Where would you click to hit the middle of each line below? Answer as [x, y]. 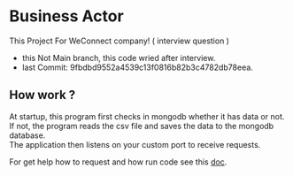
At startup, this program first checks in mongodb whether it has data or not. [147, 116]
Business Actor [66, 16]
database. [27, 135]
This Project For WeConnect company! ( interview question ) [120, 41]
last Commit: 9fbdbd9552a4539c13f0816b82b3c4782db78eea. [138, 67]
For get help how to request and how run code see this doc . [118, 162]
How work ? [42, 95]
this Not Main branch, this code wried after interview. [119, 57]
